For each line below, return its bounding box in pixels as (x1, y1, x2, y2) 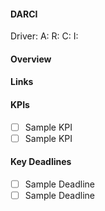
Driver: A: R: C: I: (10, 30, 79, 42)
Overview (10, 53, 52, 65)
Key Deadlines (10, 156, 72, 168)
